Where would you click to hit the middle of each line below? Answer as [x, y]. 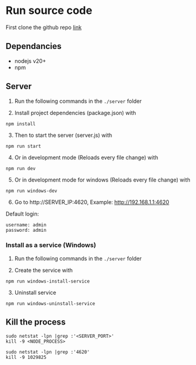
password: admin [26, 230]
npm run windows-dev [32, 191]
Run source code [49, 11]
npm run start [24, 146]
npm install [21, 124]
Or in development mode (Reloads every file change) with [86, 157]
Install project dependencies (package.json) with [75, 113]
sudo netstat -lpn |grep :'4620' [48, 352]
